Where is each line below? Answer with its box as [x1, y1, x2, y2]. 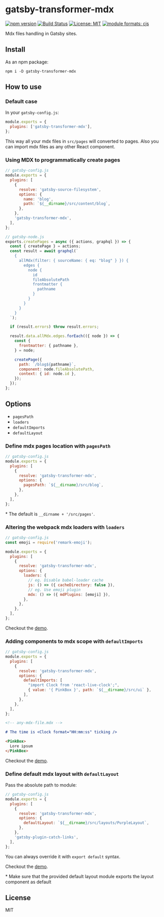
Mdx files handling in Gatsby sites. [5, 30, 77, 36]
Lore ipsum [10, 744, 33, 749]
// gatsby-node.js [5, 234, 44, 239]
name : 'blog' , [23, 196, 53, 202]
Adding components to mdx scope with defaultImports [5, 638, 143, 645]
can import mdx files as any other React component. [5, 144, 116, 150]
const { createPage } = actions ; [10, 244, 81, 249]
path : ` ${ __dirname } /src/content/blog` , [23, 201, 111, 207]
